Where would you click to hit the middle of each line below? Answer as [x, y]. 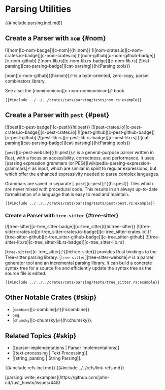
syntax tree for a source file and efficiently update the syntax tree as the [78, 268]
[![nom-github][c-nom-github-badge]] [116, 55]
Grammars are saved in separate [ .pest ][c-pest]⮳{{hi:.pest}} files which [79, 183]
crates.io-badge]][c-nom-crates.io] [41, 55]
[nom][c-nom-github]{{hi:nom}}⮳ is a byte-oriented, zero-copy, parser [77, 76]
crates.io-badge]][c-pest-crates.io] [41, 132]
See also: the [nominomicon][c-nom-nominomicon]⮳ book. [65, 90]
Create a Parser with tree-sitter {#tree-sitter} [62, 216]
